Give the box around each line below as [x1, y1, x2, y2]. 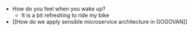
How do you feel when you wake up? [12, 5, 106, 12]
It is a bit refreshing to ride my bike [21, 12, 110, 19]
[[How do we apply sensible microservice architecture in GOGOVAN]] [12, 18, 188, 25]
